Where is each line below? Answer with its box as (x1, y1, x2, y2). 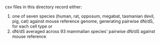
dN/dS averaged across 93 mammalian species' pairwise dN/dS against (12, 29, 156, 34)
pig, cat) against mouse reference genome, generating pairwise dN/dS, (12, 19, 154, 24)
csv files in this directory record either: (5, 4, 82, 10)
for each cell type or (12, 23, 53, 29)
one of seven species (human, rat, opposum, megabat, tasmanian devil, (12, 13, 155, 19)
